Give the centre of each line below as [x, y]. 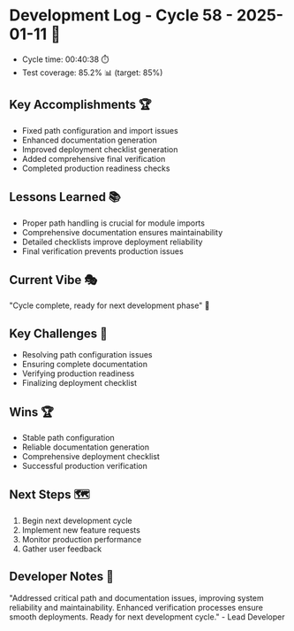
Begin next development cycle [77, 520]
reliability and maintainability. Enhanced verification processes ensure [136, 607]
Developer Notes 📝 [62, 577]
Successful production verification [84, 466]
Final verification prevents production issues [102, 251]
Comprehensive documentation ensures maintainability [122, 232]
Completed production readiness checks [96, 168]
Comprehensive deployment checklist [91, 456]
